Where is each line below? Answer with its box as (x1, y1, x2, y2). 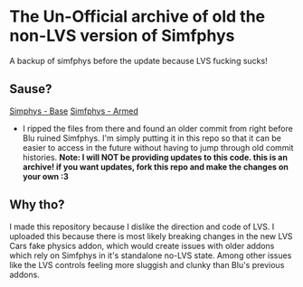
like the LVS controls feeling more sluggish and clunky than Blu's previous (9, 259, 285, 270)
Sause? (9, 81, 52, 97)
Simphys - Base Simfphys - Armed (9, 106, 138, 116)
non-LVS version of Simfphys (9, 25, 235, 46)
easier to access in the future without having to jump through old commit (22, 142, 294, 153)
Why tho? (9, 197, 65, 213)
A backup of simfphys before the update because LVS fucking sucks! (9, 55, 269, 66)
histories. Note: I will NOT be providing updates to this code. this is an (22, 152, 288, 162)
